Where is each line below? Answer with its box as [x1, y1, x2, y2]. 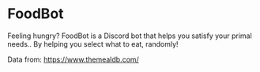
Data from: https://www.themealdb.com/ [7, 55, 139, 64]
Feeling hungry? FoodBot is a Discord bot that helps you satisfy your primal [7, 31, 252, 40]
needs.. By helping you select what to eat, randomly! [7, 39, 179, 48]
